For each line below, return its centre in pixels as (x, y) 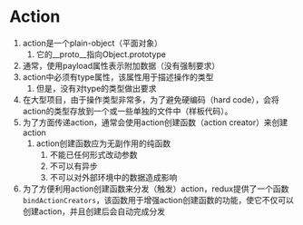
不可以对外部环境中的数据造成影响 (113, 177)
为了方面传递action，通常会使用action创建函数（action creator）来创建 (155, 122)
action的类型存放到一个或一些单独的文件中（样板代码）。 (127, 111)
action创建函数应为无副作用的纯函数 (103, 143)
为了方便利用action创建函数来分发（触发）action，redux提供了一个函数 (156, 189)
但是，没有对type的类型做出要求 (96, 88)
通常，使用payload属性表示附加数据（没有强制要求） (121, 65)
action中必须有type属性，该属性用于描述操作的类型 (118, 77)
